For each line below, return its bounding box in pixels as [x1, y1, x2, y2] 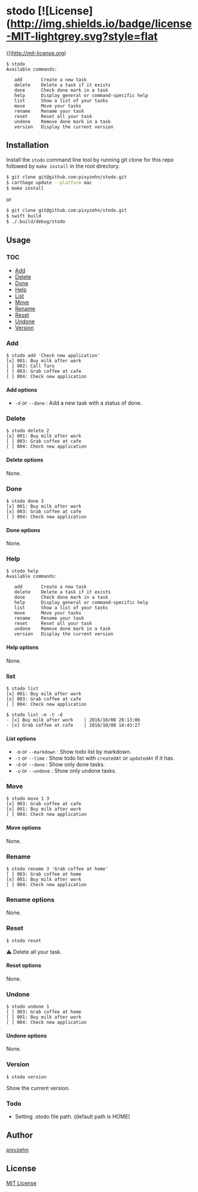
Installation [6, 140, 49, 150]
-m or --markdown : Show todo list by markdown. [14, 748, 132, 756]
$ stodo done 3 [6, 498, 44, 504]
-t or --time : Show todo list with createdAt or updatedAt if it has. [14, 754, 175, 762]
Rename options [6, 895, 55, 903]
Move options [6, 824, 41, 832]
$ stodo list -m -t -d [6, 711, 63, 718]
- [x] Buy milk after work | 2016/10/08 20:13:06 [6, 717, 141, 723]
